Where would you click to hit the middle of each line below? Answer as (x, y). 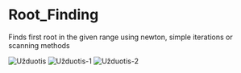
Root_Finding (54, 15)
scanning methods (39, 45)
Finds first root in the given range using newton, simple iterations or (120, 37)
